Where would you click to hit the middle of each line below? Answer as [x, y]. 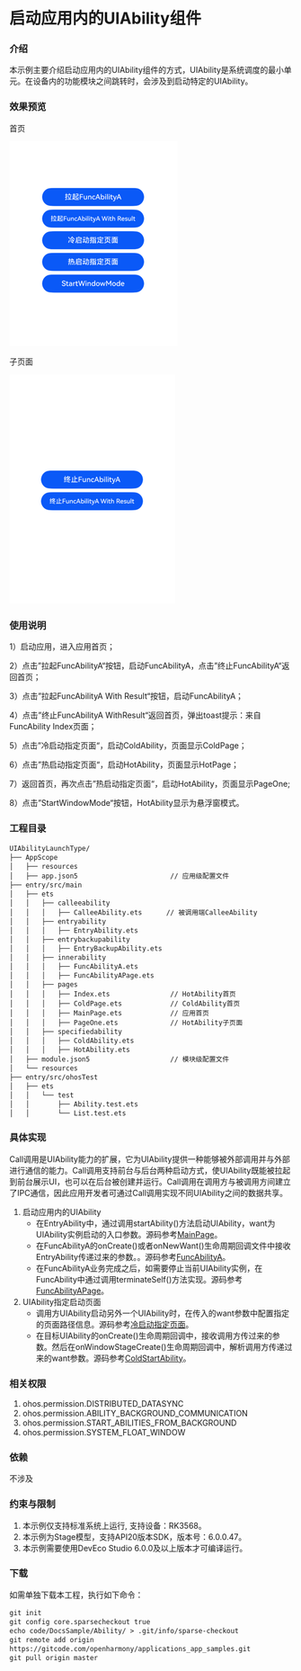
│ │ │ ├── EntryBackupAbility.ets [86, 949]
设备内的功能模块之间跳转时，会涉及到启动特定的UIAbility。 [143, 81]
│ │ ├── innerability [58, 958]
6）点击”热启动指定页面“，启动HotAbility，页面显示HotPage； [124, 764]
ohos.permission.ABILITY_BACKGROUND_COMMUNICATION [135, 1413]
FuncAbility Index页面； [53, 727]
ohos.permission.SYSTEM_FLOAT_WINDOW [104, 1432]
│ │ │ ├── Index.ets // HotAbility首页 [123, 995]
